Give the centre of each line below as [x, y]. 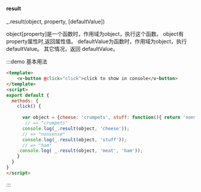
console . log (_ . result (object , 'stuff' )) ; [74, 140]
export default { [28, 95]
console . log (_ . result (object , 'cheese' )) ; [76, 129]
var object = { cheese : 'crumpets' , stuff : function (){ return [101, 118]
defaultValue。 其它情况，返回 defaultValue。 [62, 49]
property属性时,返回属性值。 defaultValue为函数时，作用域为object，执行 [97, 41]
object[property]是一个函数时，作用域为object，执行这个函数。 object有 [95, 34]
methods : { [25, 101]
